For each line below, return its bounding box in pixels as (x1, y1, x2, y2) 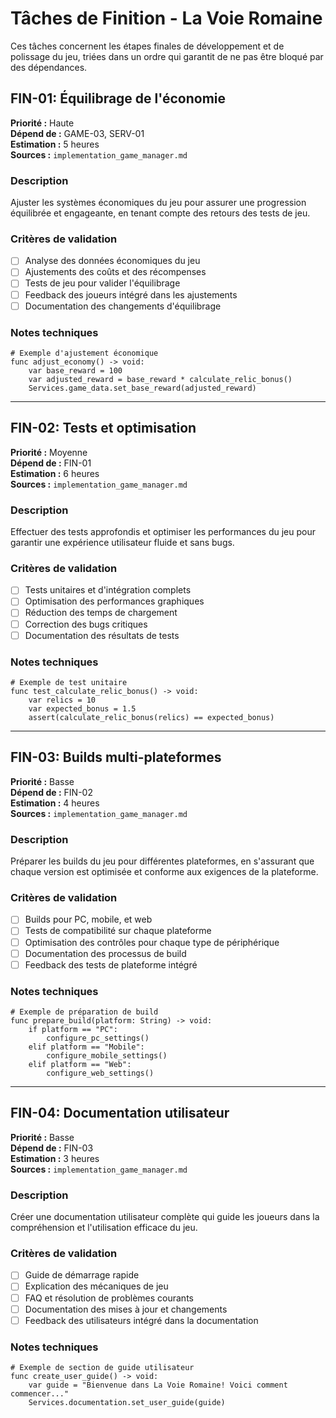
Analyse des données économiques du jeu (24, 255, 201, 267)
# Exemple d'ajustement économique (10, 348, 159, 358)
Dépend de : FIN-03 (10, 1142, 94, 1154)
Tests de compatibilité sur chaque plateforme (24, 925, 212, 937)
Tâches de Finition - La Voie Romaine (10, 7, 323, 30)
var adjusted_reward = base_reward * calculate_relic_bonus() (28, 374, 293, 384)
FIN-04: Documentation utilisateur (10, 1105, 230, 1122)
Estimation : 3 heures (10, 1152, 100, 1164)
